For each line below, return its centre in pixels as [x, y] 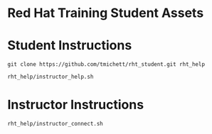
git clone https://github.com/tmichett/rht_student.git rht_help [106, 65]
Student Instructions [70, 46]
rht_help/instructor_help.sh [51, 77]
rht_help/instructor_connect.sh [55, 124]
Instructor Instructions [76, 105]
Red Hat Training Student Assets [106, 13]
